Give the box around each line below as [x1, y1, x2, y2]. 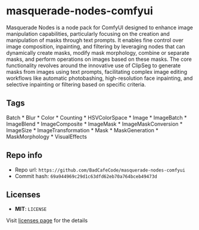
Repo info [6, 150, 43, 160]
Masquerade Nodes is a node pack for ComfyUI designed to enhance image [6, 24, 194, 31]
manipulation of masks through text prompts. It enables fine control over [6, 36, 184, 43]
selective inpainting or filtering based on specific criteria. [6, 80, 146, 88]
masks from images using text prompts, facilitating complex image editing [6, 68, 188, 75]
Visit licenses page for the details [6, 217, 88, 224]
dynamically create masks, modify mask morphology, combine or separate [6, 49, 189, 56]
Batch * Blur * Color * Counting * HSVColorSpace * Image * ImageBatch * [6, 114, 187, 121]
